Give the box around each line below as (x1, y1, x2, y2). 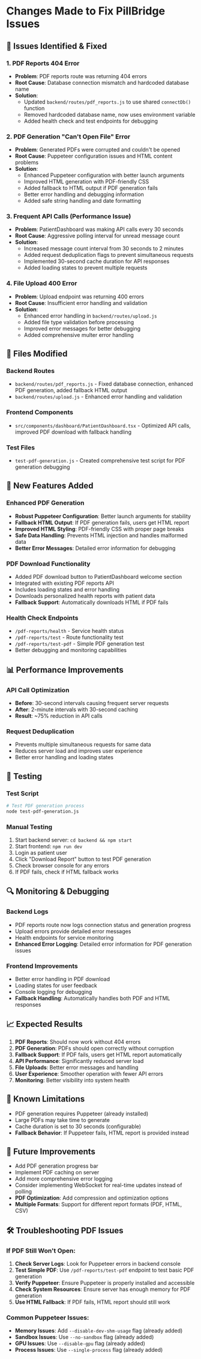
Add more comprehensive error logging (14, 1175, 113, 1183)
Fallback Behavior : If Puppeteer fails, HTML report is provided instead (14, 1129, 189, 1136)
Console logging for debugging (14, 988, 92, 996)
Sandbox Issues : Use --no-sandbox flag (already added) (14, 1334, 154, 1341)
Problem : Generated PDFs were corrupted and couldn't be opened (14, 146, 181, 153)
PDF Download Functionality (6, 559, 91, 568)
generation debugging (14, 463, 70, 470)
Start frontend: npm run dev (14, 843, 83, 850)
